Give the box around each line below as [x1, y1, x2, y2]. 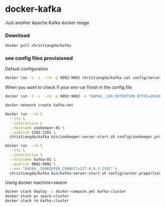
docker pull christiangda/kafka [5, 43, 71, 48]
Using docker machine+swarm [5, 179, 67, 185]
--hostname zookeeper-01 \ [9, 125, 65, 130]
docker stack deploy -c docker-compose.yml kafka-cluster [5, 189, 126, 194]
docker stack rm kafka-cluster [5, 198, 69, 204]
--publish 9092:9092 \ [9, 161, 56, 167]
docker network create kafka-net [5, 103, 74, 108]
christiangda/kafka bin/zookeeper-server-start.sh [9, 134, 115, 140]
